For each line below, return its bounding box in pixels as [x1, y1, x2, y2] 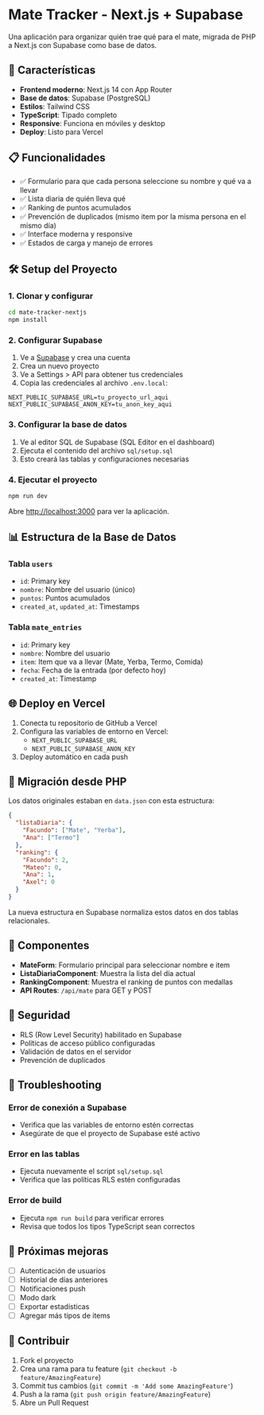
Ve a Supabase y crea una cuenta [19, 353, 131, 363]
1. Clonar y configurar [8, 290, 94, 301]
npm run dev [8, 492, 48, 500]
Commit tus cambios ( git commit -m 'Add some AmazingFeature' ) [19, 1381, 234, 1390]
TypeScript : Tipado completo [19, 110, 118, 120]
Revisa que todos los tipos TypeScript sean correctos [19, 1221, 196, 1231]
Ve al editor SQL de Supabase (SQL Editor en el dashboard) [19, 437, 215, 447]
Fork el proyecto [19, 1355, 74, 1365]
